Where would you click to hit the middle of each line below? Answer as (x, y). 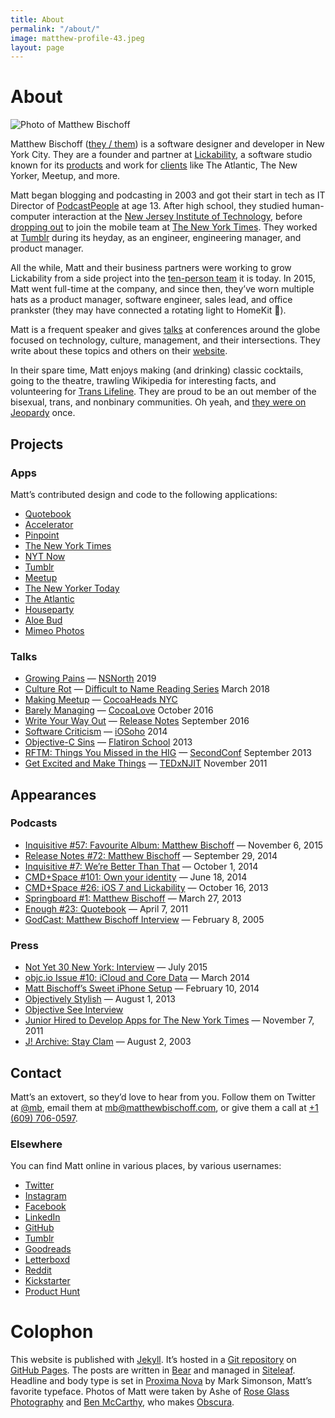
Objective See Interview (74, 1010)
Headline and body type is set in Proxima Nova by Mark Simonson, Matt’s (161, 1381)
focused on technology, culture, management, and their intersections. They (165, 340)
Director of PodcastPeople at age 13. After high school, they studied (150, 206)
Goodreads (48, 1249)
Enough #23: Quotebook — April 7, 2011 (106, 908)
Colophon (52, 1332)
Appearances (53, 794)
